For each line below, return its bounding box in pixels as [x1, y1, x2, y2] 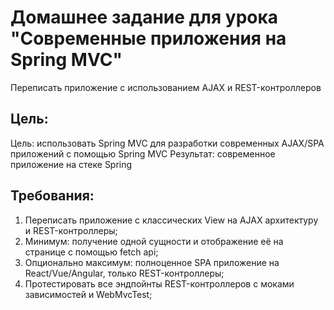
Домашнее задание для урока [10, 6, 279, 29]
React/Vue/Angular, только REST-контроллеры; [24, 267, 225, 279]
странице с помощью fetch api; [24, 246, 159, 258]
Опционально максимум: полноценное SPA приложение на [24, 256, 280, 268]
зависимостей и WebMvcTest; [24, 288, 153, 300]
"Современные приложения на [10, 27, 287, 50]
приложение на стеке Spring [10, 158, 133, 170]
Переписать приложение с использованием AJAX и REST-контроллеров [10, 81, 322, 93]
